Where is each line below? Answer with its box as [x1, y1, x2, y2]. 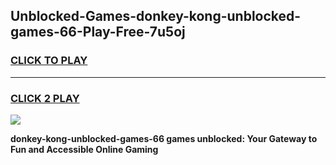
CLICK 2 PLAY [10, 91, 80, 105]
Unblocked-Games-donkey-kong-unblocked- [10, 8, 302, 25]
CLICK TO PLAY [10, 54, 88, 68]
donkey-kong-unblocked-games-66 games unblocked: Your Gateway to [10, 132, 318, 144]
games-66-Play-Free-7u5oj [10, 24, 186, 41]
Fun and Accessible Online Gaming [10, 143, 159, 155]
